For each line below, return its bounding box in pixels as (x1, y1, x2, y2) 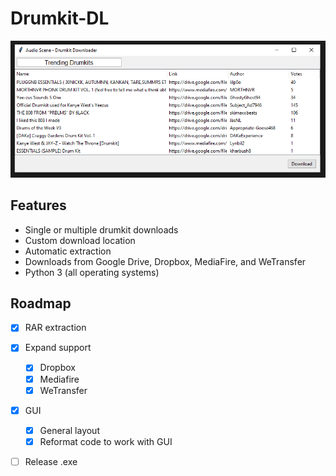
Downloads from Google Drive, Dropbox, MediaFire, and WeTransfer (24, 255, 307, 267)
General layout (39, 424, 100, 436)
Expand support (24, 342, 92, 354)
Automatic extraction (24, 245, 112, 257)
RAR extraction (24, 322, 87, 334)
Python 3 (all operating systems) (24, 266, 160, 278)
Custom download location (24, 234, 136, 246)
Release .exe (24, 455, 78, 467)
